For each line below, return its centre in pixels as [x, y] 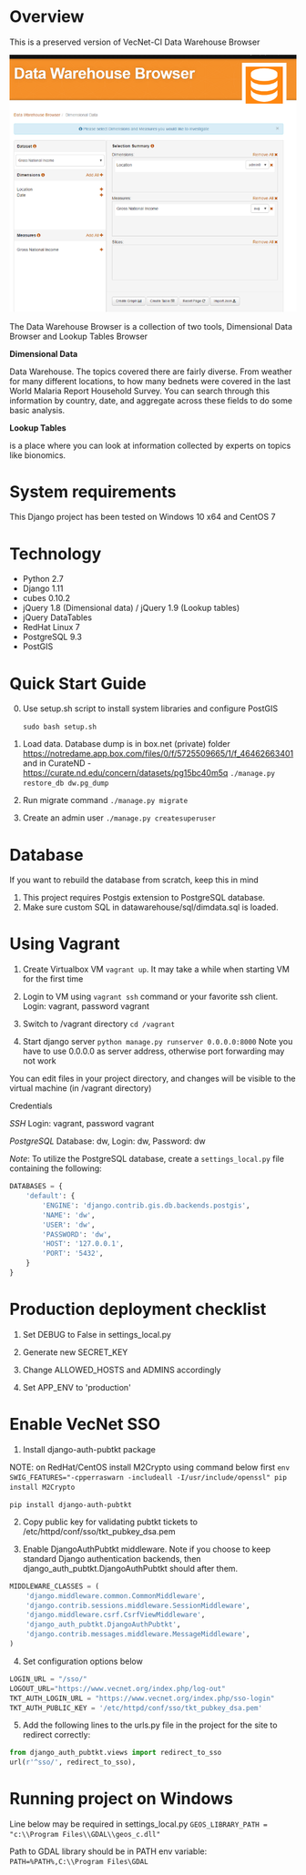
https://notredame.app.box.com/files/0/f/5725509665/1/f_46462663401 [158, 754]
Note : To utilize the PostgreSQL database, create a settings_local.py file [147, 1159]
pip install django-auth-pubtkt [71, 1504]
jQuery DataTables [57, 617]
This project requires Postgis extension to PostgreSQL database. [144, 898]
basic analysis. [37, 410]
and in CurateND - [57, 763]
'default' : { [51, 1196]
